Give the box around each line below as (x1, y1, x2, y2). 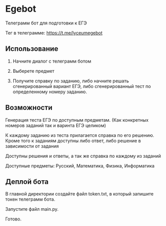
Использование (5, 44, 59, 53)
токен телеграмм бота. (5, 196, 56, 203)
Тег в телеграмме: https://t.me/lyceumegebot (5, 30, 103, 36)
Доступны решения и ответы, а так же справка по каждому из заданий (5, 153, 161, 159)
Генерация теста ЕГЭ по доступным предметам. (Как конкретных (5, 117, 149, 123)
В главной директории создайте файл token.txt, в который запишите (5, 191, 154, 197)
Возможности (5, 103, 52, 112)
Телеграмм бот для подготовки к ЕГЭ (5, 20, 87, 26)
